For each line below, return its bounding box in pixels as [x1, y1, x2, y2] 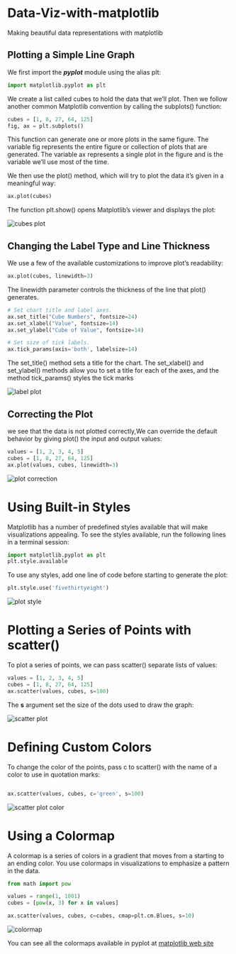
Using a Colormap [7, 828, 116, 844]
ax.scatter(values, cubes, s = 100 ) [7, 687, 110, 695]
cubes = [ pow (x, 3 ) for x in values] [7, 899, 119, 906]
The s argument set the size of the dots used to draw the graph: [7, 701, 194, 709]
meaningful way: [7, 179, 56, 187]
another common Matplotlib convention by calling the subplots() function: [7, 102, 222, 111]
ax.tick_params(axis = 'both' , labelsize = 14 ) [7, 346, 138, 353]
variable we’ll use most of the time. [7, 158, 110, 166]
